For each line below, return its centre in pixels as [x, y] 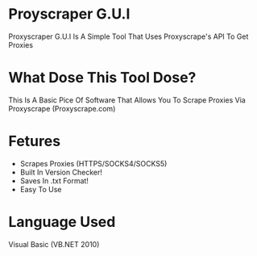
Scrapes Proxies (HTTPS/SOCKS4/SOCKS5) [93, 163]
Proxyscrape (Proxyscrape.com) [62, 108]
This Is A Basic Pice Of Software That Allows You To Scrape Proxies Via [127, 100]
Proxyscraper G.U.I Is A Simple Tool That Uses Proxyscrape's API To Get [128, 36]
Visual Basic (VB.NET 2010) [54, 244]
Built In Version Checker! [61, 172]
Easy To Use [41, 189]
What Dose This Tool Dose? [102, 78]
